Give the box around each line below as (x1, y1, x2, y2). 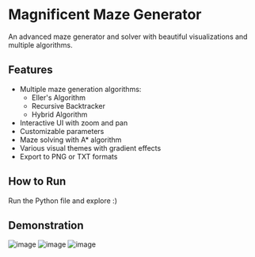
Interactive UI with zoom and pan (19, 117, 128, 128)
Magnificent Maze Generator (8, 6, 202, 24)
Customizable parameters (19, 126, 105, 136)
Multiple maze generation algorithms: (19, 84, 142, 94)
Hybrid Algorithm (31, 109, 88, 119)
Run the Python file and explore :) (8, 196, 117, 205)
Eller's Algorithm (31, 93, 86, 102)
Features (8, 63, 53, 77)
